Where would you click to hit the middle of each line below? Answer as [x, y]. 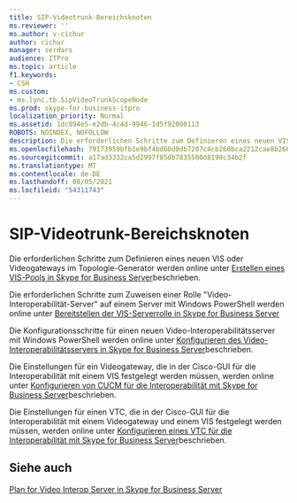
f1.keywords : [33, 75]
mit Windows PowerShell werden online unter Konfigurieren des [125, 340]
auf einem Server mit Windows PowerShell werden [192, 304]
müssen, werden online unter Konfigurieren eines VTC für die [121, 430]
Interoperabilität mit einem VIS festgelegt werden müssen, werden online [141, 375]
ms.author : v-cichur [47, 34]
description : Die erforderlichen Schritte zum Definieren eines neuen [142, 141]
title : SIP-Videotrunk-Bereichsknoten [80, 17]
